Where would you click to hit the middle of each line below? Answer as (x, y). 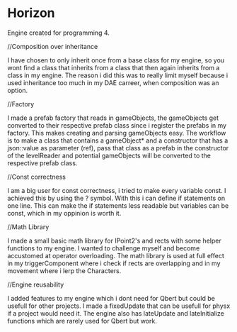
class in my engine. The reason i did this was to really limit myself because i (118, 75)
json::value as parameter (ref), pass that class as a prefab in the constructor (118, 148)
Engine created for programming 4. (58, 33)
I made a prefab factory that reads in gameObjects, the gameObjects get (113, 118)
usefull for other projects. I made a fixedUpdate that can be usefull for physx (119, 306)
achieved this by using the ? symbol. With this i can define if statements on (116, 198)
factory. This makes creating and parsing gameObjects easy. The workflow (117, 133)
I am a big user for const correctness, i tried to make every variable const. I (117, 190)
